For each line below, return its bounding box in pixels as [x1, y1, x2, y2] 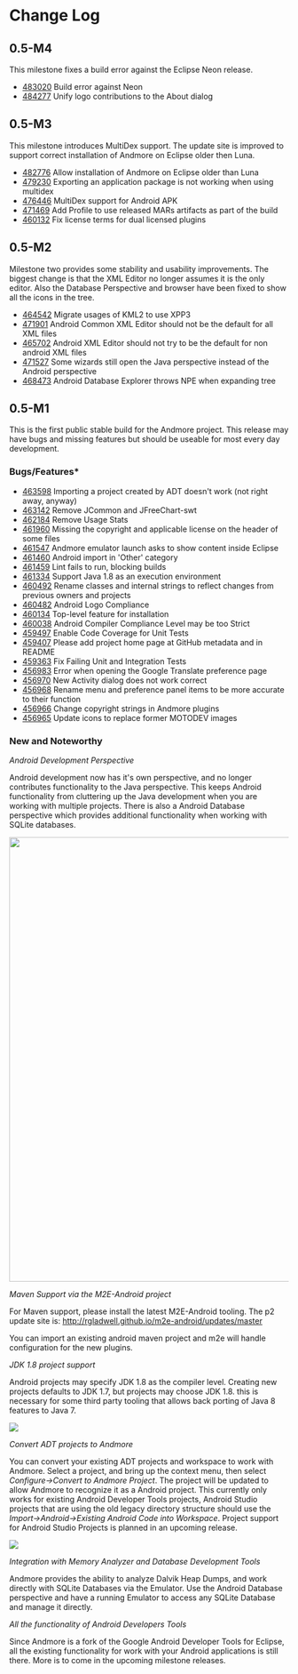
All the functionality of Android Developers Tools [9, 1619, 187, 1630]
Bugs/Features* [9, 466, 80, 478]
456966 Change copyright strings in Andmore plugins [21, 703, 220, 714]
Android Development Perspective [9, 755, 135, 765]
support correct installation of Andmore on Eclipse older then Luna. [9, 149, 255, 160]
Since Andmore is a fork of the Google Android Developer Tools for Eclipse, [9, 1637, 286, 1647]
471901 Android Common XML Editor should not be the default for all [21, 318, 273, 329]
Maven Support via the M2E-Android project [9, 1289, 171, 1300]
